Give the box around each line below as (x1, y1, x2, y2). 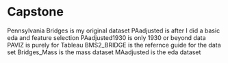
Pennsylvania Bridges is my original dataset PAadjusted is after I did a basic (7, 26, 220, 35)
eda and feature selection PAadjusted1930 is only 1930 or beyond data (7, 33, 207, 41)
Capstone (7, 4, 64, 20)
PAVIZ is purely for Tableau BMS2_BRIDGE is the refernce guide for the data (7, 41, 221, 49)
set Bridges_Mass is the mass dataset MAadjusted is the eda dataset (7, 48, 201, 56)
